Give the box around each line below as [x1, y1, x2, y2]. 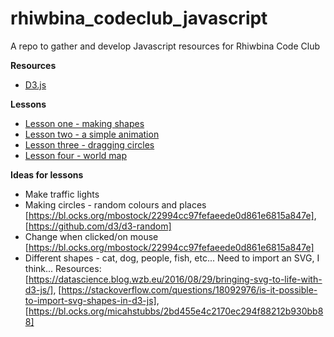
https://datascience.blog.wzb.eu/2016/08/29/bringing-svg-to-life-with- [28, 273, 323, 285]
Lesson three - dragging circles [24, 138, 155, 151]
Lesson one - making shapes [24, 117, 145, 129]
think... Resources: [24, 262, 102, 274]
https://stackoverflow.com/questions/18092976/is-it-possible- [61, 283, 318, 296]
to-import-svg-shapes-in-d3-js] [24, 294, 157, 306]
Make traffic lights [24, 188, 100, 200]
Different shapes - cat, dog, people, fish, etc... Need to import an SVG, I [24, 252, 320, 264]
